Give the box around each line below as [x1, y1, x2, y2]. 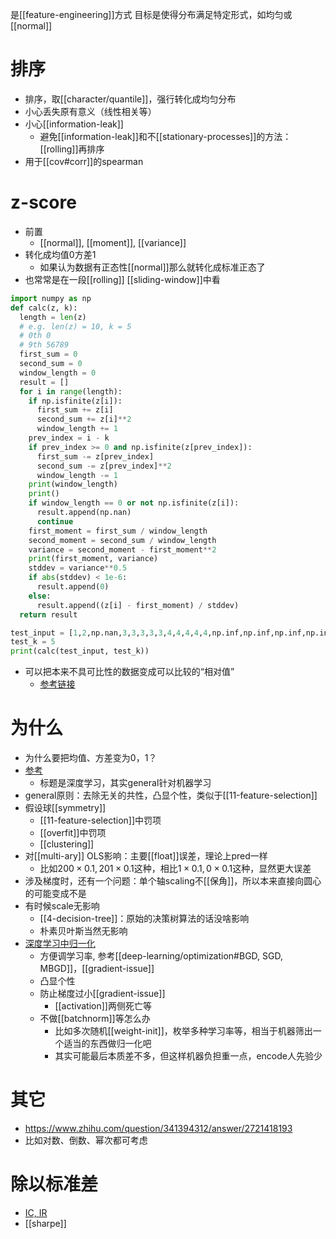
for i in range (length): [19, 386, 123, 397]
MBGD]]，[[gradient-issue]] [39, 963, 155, 975]
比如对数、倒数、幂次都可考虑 [24, 1134, 148, 1146]
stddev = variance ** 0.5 [28, 563, 128, 573]
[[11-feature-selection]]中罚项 [39, 814, 162, 827]
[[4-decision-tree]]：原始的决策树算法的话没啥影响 [39, 913, 250, 925]
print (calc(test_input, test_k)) [10, 646, 150, 657]
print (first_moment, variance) [28, 554, 159, 564]
